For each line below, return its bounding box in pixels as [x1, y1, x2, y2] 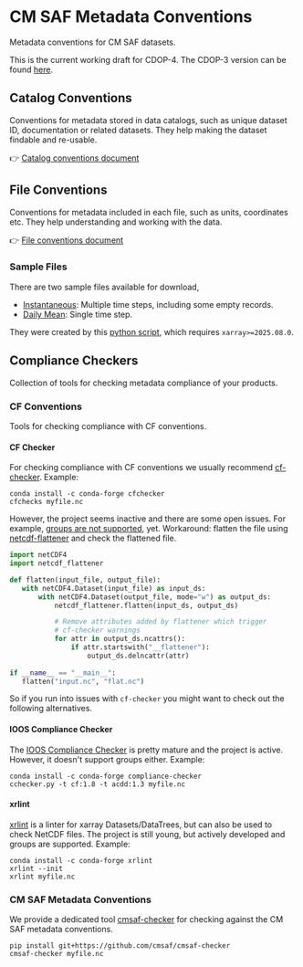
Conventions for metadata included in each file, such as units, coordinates [9, 206, 289, 217]
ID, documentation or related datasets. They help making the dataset [9, 124, 267, 135]
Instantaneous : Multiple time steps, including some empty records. [22, 299, 274, 310]
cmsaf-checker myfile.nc [9, 950, 104, 959]
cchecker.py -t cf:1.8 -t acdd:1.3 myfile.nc [9, 779, 185, 789]
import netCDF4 [9, 551, 68, 560]
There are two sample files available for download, [9, 281, 200, 292]
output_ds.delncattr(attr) [87, 651, 190, 660]
